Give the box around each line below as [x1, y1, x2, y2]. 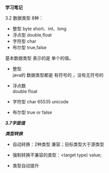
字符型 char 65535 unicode [12, 99, 69, 104]
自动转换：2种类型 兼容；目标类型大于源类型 [12, 141, 104, 147]
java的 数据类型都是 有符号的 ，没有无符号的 [12, 72, 104, 78]
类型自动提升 [12, 162, 39, 168]
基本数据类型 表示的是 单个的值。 [5, 55, 73, 61]
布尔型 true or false [12, 109, 52, 115]
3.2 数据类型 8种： [5, 15, 43, 21]
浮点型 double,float [12, 32, 52, 38]
